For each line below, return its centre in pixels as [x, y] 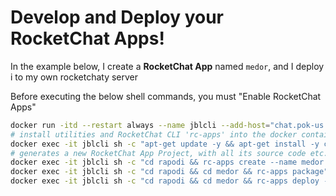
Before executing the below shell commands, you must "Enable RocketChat [166, 96]
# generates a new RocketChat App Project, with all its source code [158, 153]
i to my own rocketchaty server [74, 77]
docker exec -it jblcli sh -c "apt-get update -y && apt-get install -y [165, 144]
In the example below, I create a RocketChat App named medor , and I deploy [167, 66]
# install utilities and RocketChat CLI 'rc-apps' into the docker [154, 134]
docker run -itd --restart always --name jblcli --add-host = [140, 125]
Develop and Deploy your [117, 17]
